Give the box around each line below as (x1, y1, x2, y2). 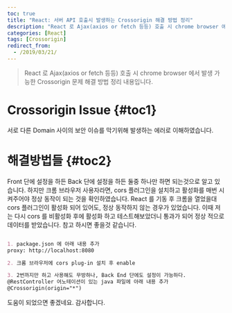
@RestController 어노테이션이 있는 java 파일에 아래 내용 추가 (7, 278, 169, 285)
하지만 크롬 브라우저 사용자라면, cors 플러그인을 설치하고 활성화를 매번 (27, 185, 217, 194)
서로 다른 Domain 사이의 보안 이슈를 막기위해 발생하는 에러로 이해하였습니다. (7, 126, 214, 134)
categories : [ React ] (7, 29, 67, 37)
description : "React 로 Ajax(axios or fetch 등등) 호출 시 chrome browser (7, 23, 220, 30)
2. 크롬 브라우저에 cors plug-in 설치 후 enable (7, 260, 136, 267)
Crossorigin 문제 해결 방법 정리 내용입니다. (37, 77, 154, 85)
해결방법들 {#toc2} (7, 153, 112, 169)
